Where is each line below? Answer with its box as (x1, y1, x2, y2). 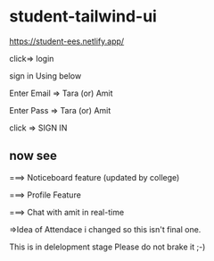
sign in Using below (9, 70, 82, 81)
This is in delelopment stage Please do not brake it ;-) (9, 241, 206, 252)
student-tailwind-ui (9, 6, 158, 27)
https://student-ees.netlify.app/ (9, 36, 125, 46)
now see (9, 148, 58, 164)
